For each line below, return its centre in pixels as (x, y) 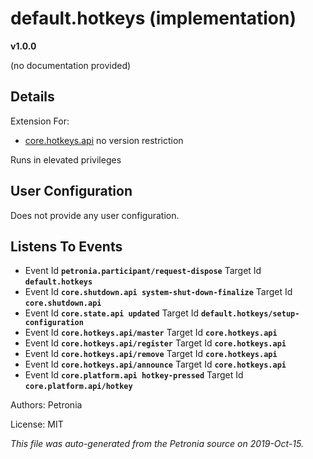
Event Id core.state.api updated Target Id (111, 313)
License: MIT (37, 424)
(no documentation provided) (71, 65)
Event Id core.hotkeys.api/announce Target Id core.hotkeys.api (155, 364)
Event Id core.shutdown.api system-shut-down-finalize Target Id (158, 292)
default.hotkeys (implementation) (153, 18)
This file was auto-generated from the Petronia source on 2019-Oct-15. (157, 444)
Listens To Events (66, 246)
